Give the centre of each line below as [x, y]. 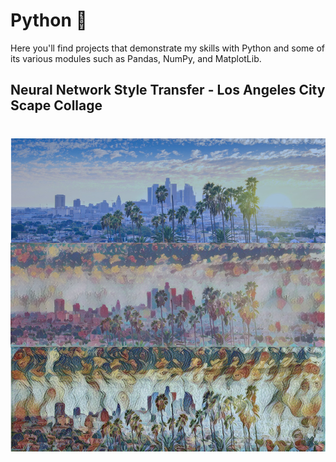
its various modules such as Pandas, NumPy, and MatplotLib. [136, 58]
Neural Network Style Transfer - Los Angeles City [168, 90]
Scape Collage [56, 105]
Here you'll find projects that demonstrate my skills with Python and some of [168, 48]
